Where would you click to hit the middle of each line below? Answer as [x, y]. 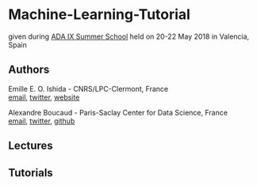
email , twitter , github [42, 121]
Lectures [31, 146]
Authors [29, 70]
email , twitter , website [44, 97]
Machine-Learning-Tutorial [99, 15]
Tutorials [31, 173]
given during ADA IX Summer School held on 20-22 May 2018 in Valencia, [129, 36]
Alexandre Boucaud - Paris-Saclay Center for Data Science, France [118, 112]
